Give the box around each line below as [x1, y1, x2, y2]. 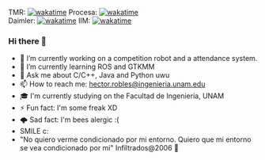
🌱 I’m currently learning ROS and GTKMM [19, 62, 155, 71]
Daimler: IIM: [8, 16, 91, 25]
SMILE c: [19, 127, 49, 136]
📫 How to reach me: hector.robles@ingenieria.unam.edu [19, 79, 206, 89]
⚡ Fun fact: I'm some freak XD [19, 103, 118, 112]
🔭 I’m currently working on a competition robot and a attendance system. [19, 54, 258, 63]
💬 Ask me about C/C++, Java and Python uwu [19, 70, 170, 80]
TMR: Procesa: [8, 8, 97, 17]
